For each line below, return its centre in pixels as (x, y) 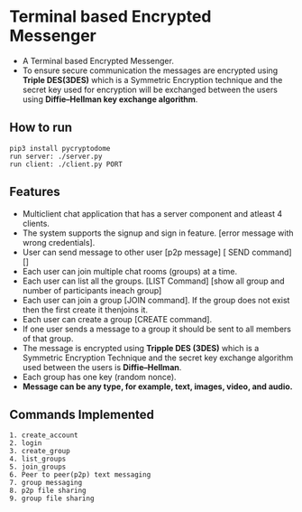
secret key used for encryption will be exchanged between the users (150, 89)
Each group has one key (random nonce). (100, 377)
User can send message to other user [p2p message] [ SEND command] (157, 252)
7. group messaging (46, 483)
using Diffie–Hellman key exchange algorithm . (110, 99)
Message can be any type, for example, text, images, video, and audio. (157, 386)
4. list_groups (38, 459)
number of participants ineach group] (92, 290)
